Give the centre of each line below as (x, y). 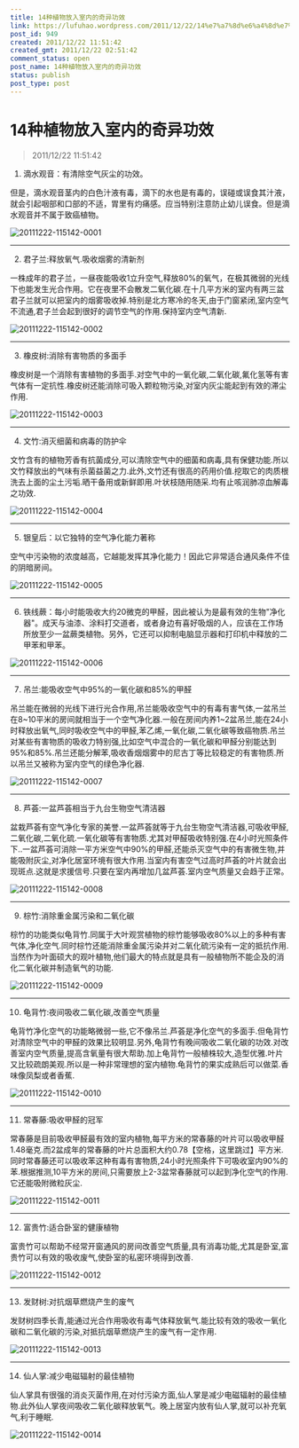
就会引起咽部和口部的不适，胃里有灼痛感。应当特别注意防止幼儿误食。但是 (146, 203)
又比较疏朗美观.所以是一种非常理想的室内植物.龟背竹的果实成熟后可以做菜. (146, 1064)
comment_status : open (50, 59)
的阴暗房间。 (33, 567)
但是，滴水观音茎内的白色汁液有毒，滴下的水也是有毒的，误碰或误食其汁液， (150, 193)
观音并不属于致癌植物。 (60, 215)
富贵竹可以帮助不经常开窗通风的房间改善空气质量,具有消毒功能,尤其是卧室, (146, 1246)
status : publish (40, 75)
